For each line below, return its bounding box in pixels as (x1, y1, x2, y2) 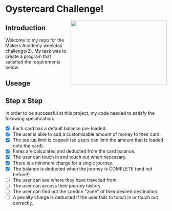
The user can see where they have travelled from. (12, 177, 118, 183)
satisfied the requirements (5, 59, 60, 65)
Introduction (5, 24, 46, 32)
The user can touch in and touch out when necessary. (12, 154, 127, 160)
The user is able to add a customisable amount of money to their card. (12, 131, 161, 137)
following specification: (5, 116, 55, 122)
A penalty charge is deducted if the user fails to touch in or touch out (12, 194, 159, 200)
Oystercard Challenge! (5, 3, 104, 15)
